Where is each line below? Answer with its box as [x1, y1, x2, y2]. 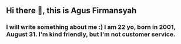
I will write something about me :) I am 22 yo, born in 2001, [6, 23, 176, 31]
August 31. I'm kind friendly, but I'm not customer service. [6, 30, 176, 38]
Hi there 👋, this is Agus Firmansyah [6, 6, 137, 16]
